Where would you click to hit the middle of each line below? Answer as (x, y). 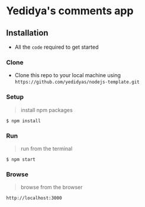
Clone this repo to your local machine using (68, 75)
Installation (27, 33)
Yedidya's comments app (70, 11)
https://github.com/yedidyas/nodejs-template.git (77, 82)
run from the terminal (46, 148)
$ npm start (21, 159)
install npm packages (46, 110)
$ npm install (24, 121)
